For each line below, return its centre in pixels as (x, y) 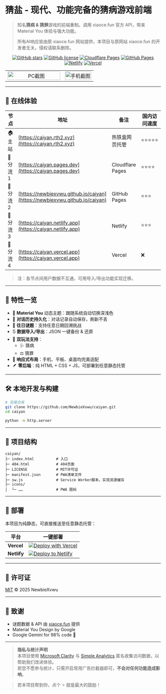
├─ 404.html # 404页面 (40, 464)
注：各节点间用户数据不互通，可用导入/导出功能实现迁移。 (76, 278)
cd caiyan (15, 412)
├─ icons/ (15, 484)
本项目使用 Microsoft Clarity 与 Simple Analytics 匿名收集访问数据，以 (88, 656)
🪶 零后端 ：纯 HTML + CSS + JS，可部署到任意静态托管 (69, 365)
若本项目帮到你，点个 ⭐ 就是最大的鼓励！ (59, 685)
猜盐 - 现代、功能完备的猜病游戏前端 (79, 10)
